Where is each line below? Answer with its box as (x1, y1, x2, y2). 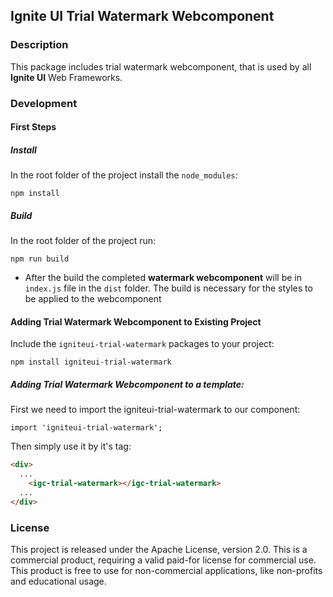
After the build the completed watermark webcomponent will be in (24, 272, 302, 284)
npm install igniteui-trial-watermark (10, 357, 172, 368)
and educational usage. (10, 575, 107, 587)
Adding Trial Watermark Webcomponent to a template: (10, 378, 245, 390)
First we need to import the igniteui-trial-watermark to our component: (10, 404, 301, 416)
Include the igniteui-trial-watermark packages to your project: (10, 338, 275, 350)
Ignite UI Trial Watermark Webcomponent (10, 8, 275, 25)
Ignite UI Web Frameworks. (10, 71, 123, 83)
